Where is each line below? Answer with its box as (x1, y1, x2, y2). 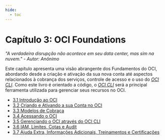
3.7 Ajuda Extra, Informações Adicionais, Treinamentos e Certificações (12, 129, 160, 135)
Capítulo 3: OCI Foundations (5, 34, 126, 45)
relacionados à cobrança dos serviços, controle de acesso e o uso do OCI (5, 76, 159, 82)
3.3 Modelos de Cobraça (12, 108, 65, 114)
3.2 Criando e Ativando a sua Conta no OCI (12, 102, 102, 109)
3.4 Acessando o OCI (12, 113, 57, 119)
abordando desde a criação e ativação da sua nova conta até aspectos (5, 71, 153, 77)
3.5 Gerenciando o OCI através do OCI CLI (12, 118, 101, 124)
